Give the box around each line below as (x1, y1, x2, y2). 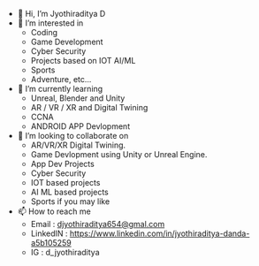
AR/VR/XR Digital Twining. (30, 140, 126, 150)
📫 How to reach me (17, 206, 91, 217)
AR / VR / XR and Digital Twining (30, 103, 149, 112)
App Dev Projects (30, 159, 95, 169)
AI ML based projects (30, 186, 109, 197)
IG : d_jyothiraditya (30, 247, 100, 257)
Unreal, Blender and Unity (30, 93, 126, 103)
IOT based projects (30, 178, 101, 187)
